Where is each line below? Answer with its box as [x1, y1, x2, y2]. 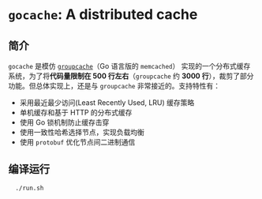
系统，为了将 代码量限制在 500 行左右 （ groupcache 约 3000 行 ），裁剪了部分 [8, 71, 254, 81]
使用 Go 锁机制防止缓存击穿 [19, 118, 110, 127]
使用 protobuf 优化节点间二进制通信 [19, 137, 136, 147]
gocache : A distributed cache [8, 6, 198, 24]
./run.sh [15, 184, 44, 192]
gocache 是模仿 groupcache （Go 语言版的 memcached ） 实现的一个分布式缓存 [8, 62, 251, 70]
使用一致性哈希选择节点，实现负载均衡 [19, 128, 144, 137]
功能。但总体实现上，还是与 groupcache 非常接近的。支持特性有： [8, 81, 221, 90]
